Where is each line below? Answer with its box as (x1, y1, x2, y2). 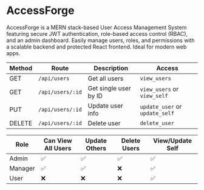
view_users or (140, 84, 179, 93)
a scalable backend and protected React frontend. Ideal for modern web (6, 43, 187, 50)
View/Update (152, 136, 192, 144)
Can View (43, 136, 72, 144)
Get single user (87, 84, 131, 92)
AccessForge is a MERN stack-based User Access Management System (6, 24, 187, 31)
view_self (140, 92, 168, 99)
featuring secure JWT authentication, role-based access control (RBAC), (6, 30, 188, 37)
